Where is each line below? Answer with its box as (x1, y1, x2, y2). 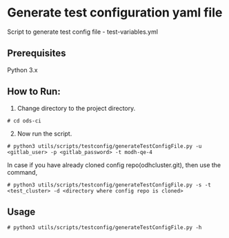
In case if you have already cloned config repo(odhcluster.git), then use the (7, 160, 221, 169)
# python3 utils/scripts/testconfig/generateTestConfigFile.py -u (7, 142, 202, 149)
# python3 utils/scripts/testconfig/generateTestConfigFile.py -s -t (7, 181, 212, 188)
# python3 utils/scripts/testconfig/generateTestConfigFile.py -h (7, 224, 202, 231)
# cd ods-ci (7, 117, 41, 125)
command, (7, 168, 38, 176)
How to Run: (7, 86, 61, 98)
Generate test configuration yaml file (7, 5, 223, 21)
